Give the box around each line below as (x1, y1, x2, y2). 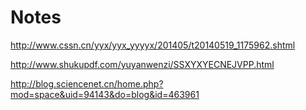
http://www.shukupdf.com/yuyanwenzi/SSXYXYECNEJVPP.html (10, 58, 275, 70)
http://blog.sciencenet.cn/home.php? (10, 77, 164, 90)
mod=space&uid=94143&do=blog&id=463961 (10, 88, 200, 100)
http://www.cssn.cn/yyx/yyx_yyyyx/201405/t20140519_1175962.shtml (10, 39, 296, 51)
